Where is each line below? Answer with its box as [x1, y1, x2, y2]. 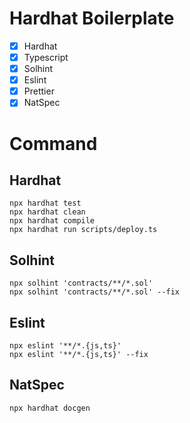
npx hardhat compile [9, 216, 96, 226]
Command [9, 132, 98, 155]
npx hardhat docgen [9, 403, 91, 413]
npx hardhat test [9, 198, 82, 209]
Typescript [23, 52, 69, 63]
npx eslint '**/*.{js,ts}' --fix [9, 349, 149, 359]
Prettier [23, 85, 55, 97]
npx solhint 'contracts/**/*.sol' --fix [9, 287, 181, 297]
